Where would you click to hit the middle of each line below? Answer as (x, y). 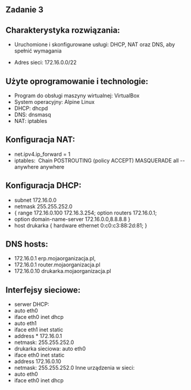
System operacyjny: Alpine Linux (54, 102)
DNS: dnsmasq (32, 115)
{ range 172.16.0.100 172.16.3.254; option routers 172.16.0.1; (85, 213)
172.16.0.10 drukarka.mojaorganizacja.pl (62, 271)
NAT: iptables (31, 121)
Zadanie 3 (25, 10)
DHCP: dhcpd (31, 108)
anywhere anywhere (39, 167)
